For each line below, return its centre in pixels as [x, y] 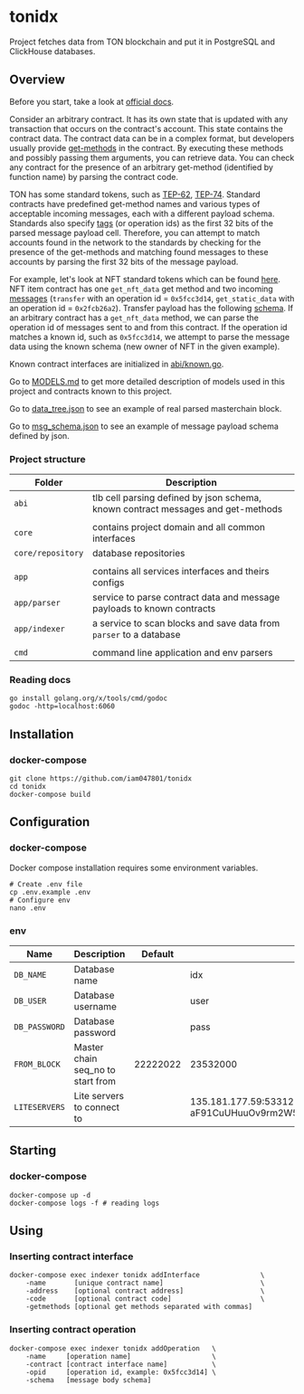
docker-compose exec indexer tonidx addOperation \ [113, 1348]
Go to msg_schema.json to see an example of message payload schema [144, 426]
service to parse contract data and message [186, 597]
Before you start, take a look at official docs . [92, 101]
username [95, 1007]
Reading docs [40, 679]
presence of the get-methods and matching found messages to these [139, 251]
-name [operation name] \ [121, 1356]
